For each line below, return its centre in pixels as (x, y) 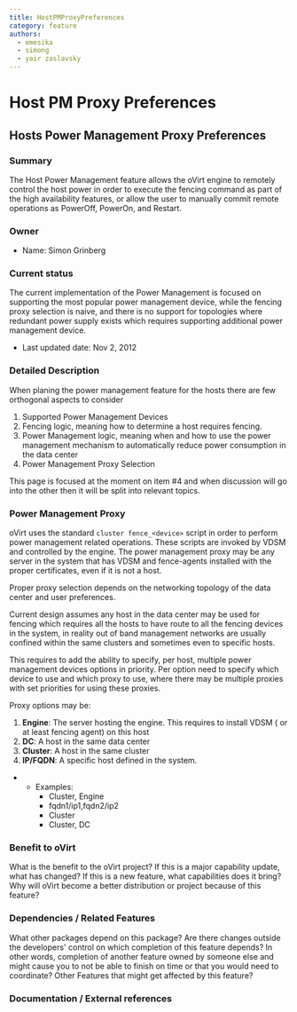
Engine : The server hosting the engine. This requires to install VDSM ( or (155, 723)
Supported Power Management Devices (95, 416)
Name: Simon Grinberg (64, 250)
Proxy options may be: (50, 706)
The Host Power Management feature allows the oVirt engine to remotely (142, 179)
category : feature (43, 26)
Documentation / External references (91, 998)
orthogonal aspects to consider (66, 399)
